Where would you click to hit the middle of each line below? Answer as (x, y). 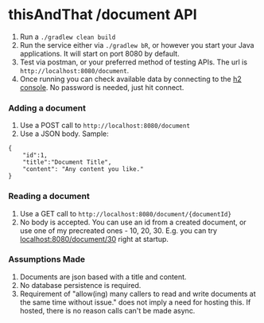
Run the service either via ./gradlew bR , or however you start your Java (137, 45)
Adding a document (47, 107)
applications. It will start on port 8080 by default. (100, 53)
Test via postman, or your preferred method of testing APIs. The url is (134, 62)
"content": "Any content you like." (83, 169)
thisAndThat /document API (103, 15)
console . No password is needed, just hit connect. (102, 87)
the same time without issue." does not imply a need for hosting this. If (135, 302)
